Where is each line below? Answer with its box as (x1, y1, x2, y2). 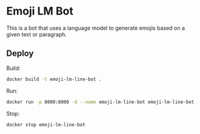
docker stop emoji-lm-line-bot (6, 121, 86, 128)
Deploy (6, 49, 34, 59)
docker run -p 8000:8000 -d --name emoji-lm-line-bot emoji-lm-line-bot (6, 99, 195, 105)
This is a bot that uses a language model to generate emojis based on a (6, 24, 185, 32)
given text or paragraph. (6, 30, 67, 38)
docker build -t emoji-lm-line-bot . (6, 76, 102, 82)
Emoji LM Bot (6, 4, 74, 18)
